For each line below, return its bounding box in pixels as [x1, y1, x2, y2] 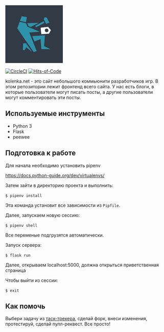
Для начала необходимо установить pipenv [5, 162, 101, 168]
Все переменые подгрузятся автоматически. [5, 232, 104, 238]
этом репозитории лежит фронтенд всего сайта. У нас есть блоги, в [5, 84, 154, 89]
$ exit [5, 288, 19, 293]
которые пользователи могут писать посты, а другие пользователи [5, 89, 153, 95]
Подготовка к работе [5, 149, 76, 158]
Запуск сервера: [5, 242, 42, 248]
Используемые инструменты [5, 109, 105, 118]
